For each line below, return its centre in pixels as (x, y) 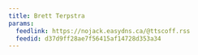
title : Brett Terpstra (47, 16)
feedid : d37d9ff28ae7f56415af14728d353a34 (88, 38)
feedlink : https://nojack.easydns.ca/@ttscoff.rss (103, 31)
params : (22, 23)
